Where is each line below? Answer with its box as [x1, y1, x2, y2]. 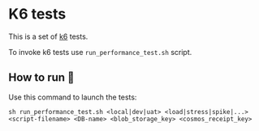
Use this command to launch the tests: [8, 92, 137, 102]
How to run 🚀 [8, 70, 75, 85]
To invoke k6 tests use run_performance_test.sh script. [8, 47, 192, 57]
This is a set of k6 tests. [8, 32, 88, 41]
